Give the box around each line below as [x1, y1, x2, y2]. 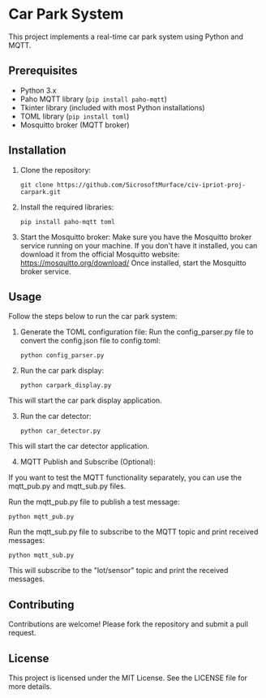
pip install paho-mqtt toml [19, 218, 115, 226]
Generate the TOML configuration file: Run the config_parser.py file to [19, 327, 254, 337]
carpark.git [19, 187, 61, 196]
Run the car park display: [19, 366, 105, 376]
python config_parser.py [19, 351, 105, 360]
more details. [8, 682, 53, 691]
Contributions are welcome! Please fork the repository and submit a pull [8, 619, 249, 629]
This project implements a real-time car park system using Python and [8, 32, 243, 41]
